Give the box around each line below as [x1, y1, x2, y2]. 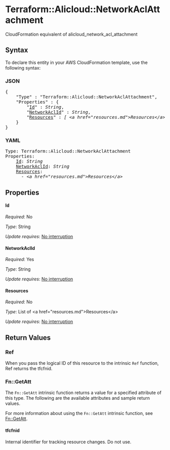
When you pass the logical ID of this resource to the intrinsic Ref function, [5, 360, 159, 366]
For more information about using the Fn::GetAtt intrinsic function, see [5, 410, 153, 416]
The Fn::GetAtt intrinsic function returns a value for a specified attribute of [5, 390, 162, 396]
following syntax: [5, 65, 41, 71]
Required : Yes [5, 256, 34, 263]
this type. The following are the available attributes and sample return [5, 395, 150, 401]
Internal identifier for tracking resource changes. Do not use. [5, 438, 132, 445]
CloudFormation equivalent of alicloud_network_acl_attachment [5, 31, 138, 37]
